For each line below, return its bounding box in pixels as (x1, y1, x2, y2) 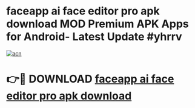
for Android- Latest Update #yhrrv (6, 30, 183, 43)
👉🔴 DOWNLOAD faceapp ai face (6, 72, 174, 86)
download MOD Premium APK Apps (6, 17, 189, 31)
